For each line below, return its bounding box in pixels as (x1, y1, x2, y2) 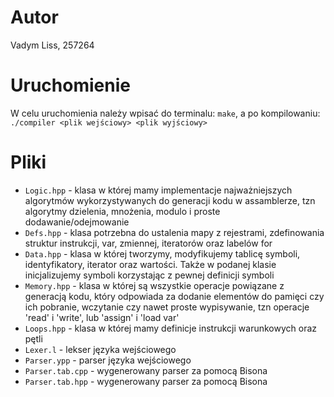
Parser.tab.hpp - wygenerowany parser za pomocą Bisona (24, 375, 268, 387)
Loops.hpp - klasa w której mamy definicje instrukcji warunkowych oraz (24, 322, 318, 334)
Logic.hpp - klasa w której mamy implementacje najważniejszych (24, 184, 293, 196)
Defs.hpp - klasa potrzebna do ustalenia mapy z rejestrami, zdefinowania (24, 226, 325, 238)
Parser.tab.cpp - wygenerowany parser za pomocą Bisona (24, 364, 268, 376)
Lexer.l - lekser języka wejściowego (24, 343, 177, 355)
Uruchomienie (10, 74, 131, 97)
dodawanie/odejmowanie (24, 216, 130, 228)
